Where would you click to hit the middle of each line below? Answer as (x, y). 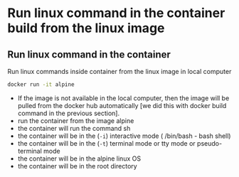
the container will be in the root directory (77, 166)
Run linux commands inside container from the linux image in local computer (119, 71)
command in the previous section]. (69, 113)
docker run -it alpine (41, 85)
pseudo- (209, 143)
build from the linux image (86, 28)
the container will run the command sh (74, 128)
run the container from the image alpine (76, 120)
